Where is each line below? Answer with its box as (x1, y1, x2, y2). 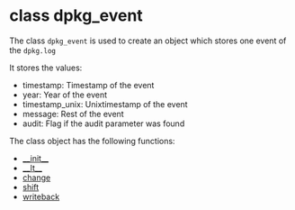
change (22, 172, 51, 183)
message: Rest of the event (22, 108, 124, 119)
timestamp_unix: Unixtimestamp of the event (22, 98, 188, 109)
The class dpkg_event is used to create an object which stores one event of (9, 35, 287, 46)
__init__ (22, 152, 49, 163)
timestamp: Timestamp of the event (22, 79, 155, 90)
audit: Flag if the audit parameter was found (22, 118, 185, 129)
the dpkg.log (9, 44, 57, 55)
